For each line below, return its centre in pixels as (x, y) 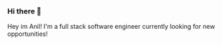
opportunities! (27, 34)
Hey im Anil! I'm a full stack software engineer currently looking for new (111, 27)
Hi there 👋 (25, 11)
